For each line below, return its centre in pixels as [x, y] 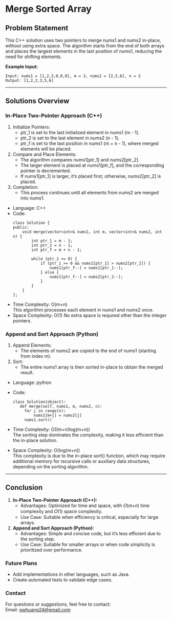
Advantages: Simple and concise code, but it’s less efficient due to [91, 533]
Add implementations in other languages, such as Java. [71, 574]
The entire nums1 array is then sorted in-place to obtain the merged [92, 367]
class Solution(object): [39, 402]
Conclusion [24, 488]
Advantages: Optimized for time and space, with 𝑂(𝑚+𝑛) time [85, 505]
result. [27, 372]
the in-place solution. [35, 440]
